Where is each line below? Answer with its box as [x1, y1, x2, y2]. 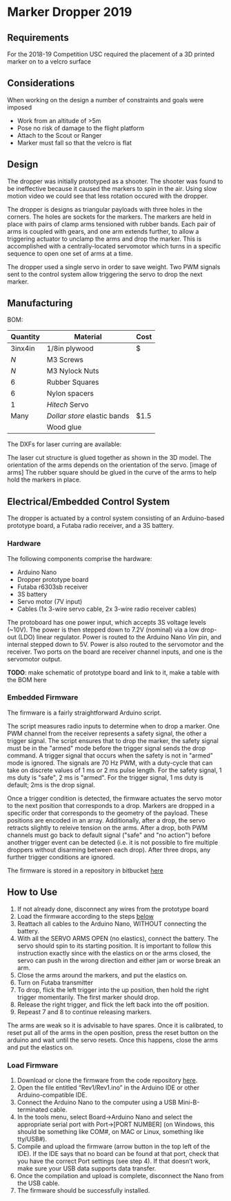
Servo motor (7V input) [17, 597, 83, 605]
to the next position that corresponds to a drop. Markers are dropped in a [7, 801, 215, 809]
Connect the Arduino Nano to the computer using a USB [17, 1098, 177, 1106]
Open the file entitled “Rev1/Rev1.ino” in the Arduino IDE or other [17, 1083, 200, 1092]
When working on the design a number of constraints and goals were [7, 95, 204, 104]
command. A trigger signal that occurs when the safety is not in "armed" [7, 751, 214, 760]
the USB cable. [17, 1179, 60, 1187]
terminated [17, 1105, 48, 1114]
